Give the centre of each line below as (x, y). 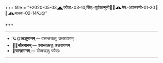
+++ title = (16, 7)
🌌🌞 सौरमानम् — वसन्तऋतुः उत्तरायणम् (41, 45)
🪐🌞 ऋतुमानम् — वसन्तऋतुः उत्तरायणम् (43, 38)
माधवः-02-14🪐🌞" (26, 13)
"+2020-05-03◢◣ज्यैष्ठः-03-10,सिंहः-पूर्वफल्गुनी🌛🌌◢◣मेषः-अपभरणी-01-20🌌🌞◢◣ (92, 7)
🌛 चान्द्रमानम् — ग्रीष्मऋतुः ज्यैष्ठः (36, 51)
